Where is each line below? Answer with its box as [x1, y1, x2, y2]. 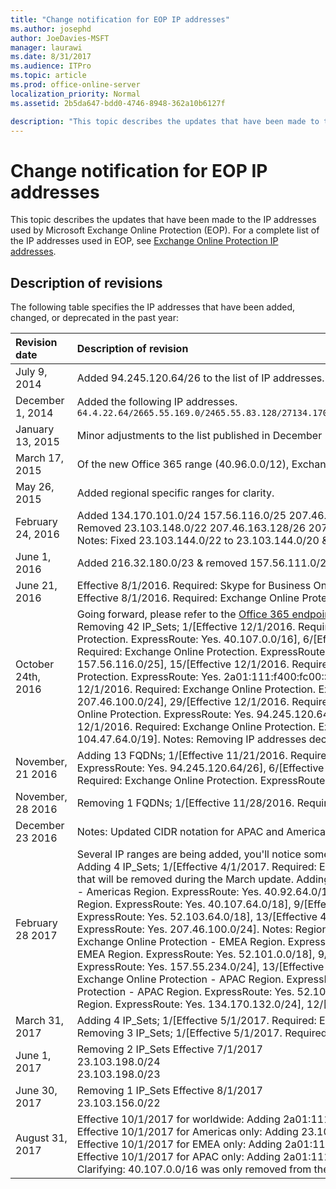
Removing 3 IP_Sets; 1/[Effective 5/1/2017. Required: [76, 1026, 330, 1040]
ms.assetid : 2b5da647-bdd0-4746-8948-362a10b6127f [10, 98, 226, 108]
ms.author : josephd [10, 24, 92, 34]
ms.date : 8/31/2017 [10, 52, 92, 62]
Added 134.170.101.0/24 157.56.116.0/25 [76, 509, 287, 523]
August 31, [15, 1131, 68, 1145]
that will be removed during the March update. [76, 872, 294, 886]
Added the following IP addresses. [76, 395, 238, 409]
